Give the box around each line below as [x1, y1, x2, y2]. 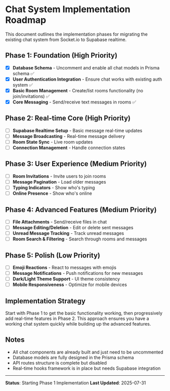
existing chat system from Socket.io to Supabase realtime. [5, 37, 127, 43]
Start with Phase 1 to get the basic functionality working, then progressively [5, 310, 163, 316]
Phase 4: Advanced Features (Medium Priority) [5, 205, 157, 214]
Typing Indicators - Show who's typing [12, 185, 95, 191]
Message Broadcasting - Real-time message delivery [12, 133, 125, 139]
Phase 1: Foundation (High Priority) [5, 51, 118, 60]
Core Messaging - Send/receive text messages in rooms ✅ [12, 99, 137, 105]
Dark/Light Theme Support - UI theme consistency [12, 276, 120, 282]
